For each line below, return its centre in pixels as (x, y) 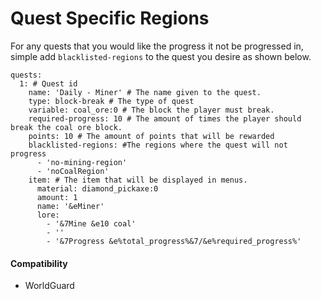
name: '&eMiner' (70, 206)
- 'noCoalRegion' (73, 171)
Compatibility (39, 263)
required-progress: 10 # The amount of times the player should (165, 118)
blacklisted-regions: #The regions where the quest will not (158, 145)
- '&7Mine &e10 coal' (91, 223)
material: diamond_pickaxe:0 (97, 188)
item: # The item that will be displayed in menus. (138, 180)
